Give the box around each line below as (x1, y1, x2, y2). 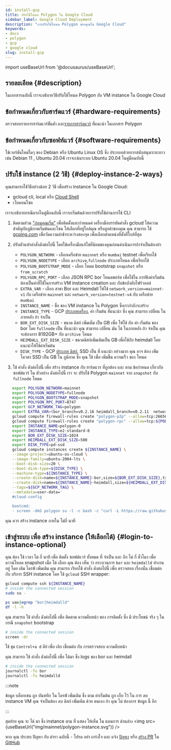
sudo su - (5, 591, 26, 596)
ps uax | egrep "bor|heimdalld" (5, 599, 70, 605)
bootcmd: (12, 503, 31, 508)
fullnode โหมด (12, 375, 42, 381)
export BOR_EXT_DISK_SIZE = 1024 (12, 433, 79, 438)
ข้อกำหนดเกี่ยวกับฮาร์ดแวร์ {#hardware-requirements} (5, 107, 161, 116)
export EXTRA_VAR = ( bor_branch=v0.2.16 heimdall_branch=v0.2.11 (12, 409, 149, 414)
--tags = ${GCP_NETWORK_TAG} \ (12, 485, 74, 490)
